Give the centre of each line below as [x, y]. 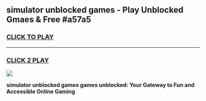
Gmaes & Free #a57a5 [49, 20]
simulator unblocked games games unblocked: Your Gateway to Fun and [101, 84]
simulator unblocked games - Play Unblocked [95, 10]
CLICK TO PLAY [30, 37]
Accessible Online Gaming [41, 91]
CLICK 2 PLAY [28, 60]
